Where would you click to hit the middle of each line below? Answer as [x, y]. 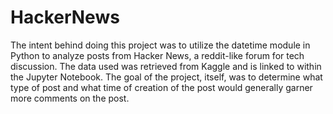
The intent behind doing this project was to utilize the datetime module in [160, 45]
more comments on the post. [70, 98]
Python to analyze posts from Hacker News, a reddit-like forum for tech [157, 55]
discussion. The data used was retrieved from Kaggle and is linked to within [166, 66]
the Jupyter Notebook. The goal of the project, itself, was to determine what [166, 77]
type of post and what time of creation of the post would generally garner [161, 87]
